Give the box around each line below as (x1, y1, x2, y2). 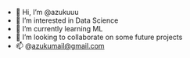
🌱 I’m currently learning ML (15, 24, 103, 33)
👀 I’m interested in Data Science (15, 16, 119, 25)
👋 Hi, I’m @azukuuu (15, 8, 79, 16)
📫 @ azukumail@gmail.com (15, 42, 105, 50)
